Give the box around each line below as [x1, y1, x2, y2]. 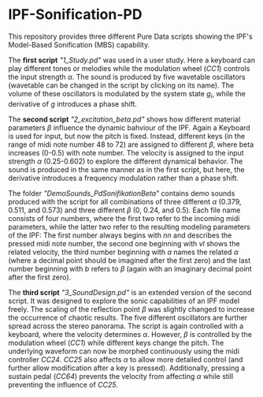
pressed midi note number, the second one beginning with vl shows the [8, 238, 240, 248]
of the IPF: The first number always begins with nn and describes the [8, 230, 232, 240]
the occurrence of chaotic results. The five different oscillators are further [8, 313, 248, 322]
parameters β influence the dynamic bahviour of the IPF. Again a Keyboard [8, 122, 250, 132]
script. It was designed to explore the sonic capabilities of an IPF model [8, 296, 240, 305]
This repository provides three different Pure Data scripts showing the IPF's [8, 32, 254, 41]
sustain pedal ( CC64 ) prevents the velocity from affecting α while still [8, 371, 234, 380]
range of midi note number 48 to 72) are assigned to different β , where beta [8, 140, 254, 149]
